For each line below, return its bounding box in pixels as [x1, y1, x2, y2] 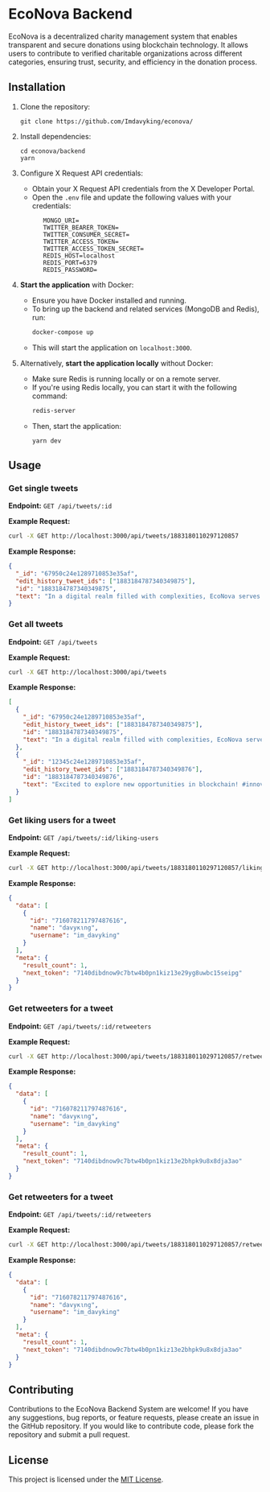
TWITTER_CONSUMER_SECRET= [43, 230, 130, 238]
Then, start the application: [31, 421, 122, 431]
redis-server [31, 406, 76, 414]
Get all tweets [8, 619, 63, 630]
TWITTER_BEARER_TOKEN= [43, 223, 119, 232]
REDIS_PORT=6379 [43, 258, 98, 266]
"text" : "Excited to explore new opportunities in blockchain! [22, 781, 239, 789]
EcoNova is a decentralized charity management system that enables [8, 31, 238, 41]
